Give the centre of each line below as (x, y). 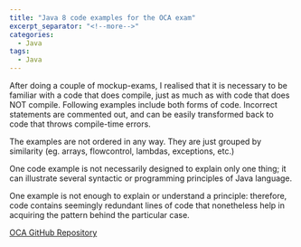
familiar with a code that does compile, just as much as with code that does (150, 95)
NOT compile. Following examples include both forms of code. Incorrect (144, 104)
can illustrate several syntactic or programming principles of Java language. (151, 178)
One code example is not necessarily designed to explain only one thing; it (148, 169)
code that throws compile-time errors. (80, 124)
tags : (19, 52)
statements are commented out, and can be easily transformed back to (141, 114)
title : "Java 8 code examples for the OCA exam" (103, 18)
